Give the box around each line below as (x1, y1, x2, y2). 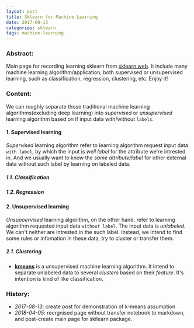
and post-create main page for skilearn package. (14, 316, 133, 323)
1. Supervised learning (6, 129, 62, 136)
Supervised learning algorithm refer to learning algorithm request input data (6, 141, 189, 149)
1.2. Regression (6, 188, 44, 196)
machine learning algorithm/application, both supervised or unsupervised (6, 69, 183, 76)
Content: (6, 90, 32, 98)
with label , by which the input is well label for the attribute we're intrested (6, 148, 186, 155)
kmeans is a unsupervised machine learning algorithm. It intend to (14, 263, 175, 270)
